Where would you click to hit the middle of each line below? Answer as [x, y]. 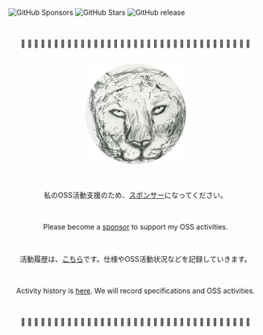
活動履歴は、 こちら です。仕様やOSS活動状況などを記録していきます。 [136, 259]
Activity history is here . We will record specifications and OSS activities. [136, 291]
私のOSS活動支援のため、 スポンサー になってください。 [136, 195]
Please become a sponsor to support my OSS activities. [136, 227]
